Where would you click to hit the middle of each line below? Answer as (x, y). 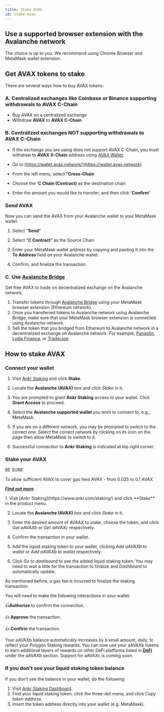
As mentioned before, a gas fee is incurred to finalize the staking (70, 581)
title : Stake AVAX (24, 10)
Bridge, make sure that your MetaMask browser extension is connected (84, 318)
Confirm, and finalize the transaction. (49, 264)
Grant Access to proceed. (38, 403)
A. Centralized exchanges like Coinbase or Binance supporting (81, 98)
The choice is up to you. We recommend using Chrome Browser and (74, 53)
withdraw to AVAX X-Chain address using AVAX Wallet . (68, 155)
